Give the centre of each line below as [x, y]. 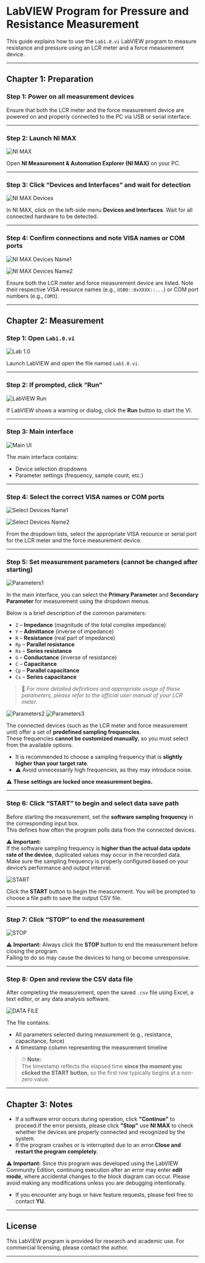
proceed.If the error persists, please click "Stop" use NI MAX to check [104, 1126]
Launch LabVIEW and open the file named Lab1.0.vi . [73, 363]
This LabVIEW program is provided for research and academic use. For [95, 1241]
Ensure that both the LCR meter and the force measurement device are [95, 110]
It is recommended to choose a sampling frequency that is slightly [99, 757]
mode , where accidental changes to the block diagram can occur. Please [98, 1177]
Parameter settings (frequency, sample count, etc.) [79, 475]
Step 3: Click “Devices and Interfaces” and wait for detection [99, 185]
